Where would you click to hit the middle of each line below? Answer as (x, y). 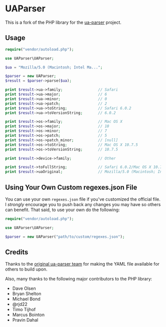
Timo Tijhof (24, 310)
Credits (17, 252)
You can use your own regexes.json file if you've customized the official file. (83, 199)
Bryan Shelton (27, 294)
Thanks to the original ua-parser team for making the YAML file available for (82, 264)
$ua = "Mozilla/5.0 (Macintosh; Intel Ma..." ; (54, 67)
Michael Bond (26, 299)
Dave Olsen (24, 288)
